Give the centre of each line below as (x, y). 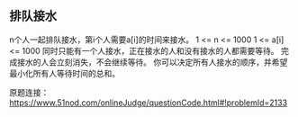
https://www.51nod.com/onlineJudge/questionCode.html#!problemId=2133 (149, 103)
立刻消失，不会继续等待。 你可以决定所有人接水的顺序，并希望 (172, 62)
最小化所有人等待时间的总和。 (64, 73)
